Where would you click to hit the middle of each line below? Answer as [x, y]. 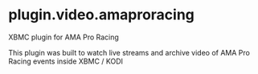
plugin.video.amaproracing [102, 15]
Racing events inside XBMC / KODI [66, 61]
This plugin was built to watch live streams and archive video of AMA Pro [129, 52]
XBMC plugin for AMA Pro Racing [63, 37]
